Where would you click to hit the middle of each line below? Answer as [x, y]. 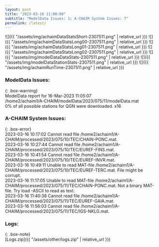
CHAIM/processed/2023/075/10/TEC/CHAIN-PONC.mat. [61, 139]
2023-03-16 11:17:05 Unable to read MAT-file [50, 180]
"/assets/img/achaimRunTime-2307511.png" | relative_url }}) [65, 68]
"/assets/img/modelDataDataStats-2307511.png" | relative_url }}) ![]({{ [81, 57]
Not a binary [130, 185]
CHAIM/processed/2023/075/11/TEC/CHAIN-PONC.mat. [61, 185]
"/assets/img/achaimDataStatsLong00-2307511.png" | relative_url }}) [80, 42]
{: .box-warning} [21, 90]
